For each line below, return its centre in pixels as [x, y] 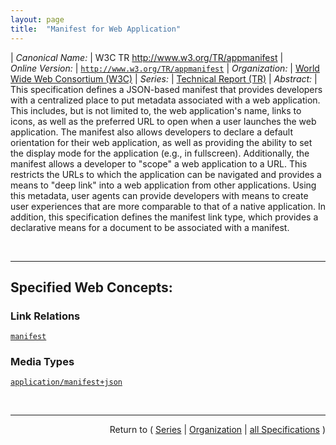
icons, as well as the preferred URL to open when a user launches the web [163, 121]
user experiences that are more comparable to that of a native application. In [168, 206]
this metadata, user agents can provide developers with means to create [159, 195]
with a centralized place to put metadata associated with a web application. [165, 100]
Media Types [42, 362]
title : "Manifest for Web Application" [96, 29]
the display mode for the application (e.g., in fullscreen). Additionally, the [160, 153]
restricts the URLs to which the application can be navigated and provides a [166, 174]
